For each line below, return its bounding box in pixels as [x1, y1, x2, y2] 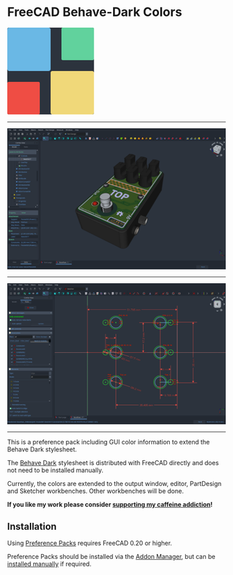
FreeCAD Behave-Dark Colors [7, 4, 182, 20]
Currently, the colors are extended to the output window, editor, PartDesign [7, 480, 222, 488]
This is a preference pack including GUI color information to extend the [7, 438, 210, 447]
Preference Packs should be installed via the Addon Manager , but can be [7, 552, 216, 560]
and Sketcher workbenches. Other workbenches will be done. [7, 487, 184, 495]
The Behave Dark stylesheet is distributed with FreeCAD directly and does [7, 459, 219, 467]
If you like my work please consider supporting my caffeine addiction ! [7, 501, 213, 509]
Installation [7, 520, 57, 532]
